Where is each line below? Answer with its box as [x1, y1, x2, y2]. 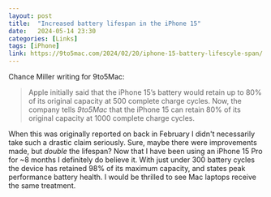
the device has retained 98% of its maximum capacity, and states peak [8, 164, 246, 173]
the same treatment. [8, 181, 76, 191]
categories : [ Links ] [8, 34, 79, 43]
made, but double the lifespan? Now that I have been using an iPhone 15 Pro [8, 147, 263, 156]
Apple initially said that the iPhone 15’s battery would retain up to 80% [28, 88, 262, 97]
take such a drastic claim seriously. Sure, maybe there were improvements [8, 138, 257, 147]
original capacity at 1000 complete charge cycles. [28, 113, 196, 122]
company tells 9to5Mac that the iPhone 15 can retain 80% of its [28, 105, 241, 114]
